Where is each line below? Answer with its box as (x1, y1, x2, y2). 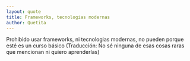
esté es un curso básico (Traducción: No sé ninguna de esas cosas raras (6, 42, 185, 49)
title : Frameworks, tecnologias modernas (6, 14, 110, 20)
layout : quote (6, 8, 42, 15)
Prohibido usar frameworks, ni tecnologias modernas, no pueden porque (6, 36, 184, 43)
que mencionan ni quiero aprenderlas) (6, 49, 100, 56)
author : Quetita (6, 20, 46, 25)
